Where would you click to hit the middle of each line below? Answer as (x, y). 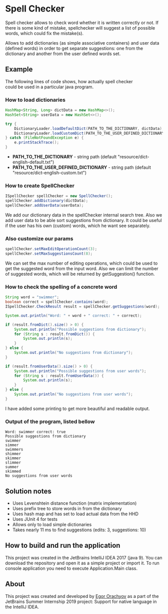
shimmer (13, 454)
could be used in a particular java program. (49, 87)
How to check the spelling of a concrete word (61, 287)
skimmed (13, 472)
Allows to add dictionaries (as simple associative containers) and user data (82, 43)
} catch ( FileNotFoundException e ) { (44, 138)
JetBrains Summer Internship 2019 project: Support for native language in (81, 601)
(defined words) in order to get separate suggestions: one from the (74, 48)
